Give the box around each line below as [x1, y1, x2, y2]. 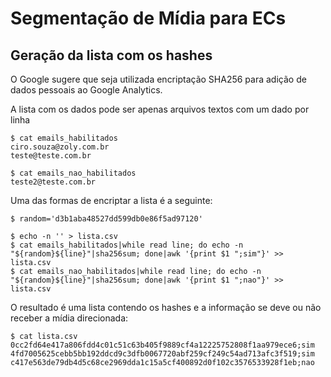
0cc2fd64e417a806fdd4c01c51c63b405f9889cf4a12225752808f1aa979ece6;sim [10, 340, 315, 350]
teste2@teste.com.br [10, 177, 97, 187]
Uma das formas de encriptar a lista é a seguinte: [10, 195, 213, 206]
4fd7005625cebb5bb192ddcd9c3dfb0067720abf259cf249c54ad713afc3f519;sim [10, 349, 315, 359]
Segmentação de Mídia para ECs [10, 7, 287, 30]
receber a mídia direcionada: [10, 312, 129, 324]
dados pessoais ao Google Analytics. [10, 84, 163, 96]
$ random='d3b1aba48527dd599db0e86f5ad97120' [10, 214, 203, 224]
